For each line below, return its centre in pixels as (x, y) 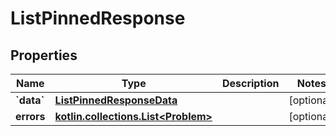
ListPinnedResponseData (116, 100)
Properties (44, 55)
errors (30, 116)
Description (250, 83)
